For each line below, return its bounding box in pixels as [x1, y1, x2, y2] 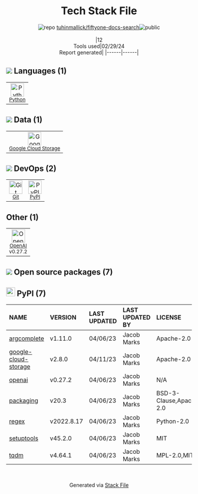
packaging [9, 396, 38, 405]
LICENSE [156, 314, 181, 322]
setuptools [9, 434, 38, 443]
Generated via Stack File [69, 482, 129, 489]
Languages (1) [14, 66, 67, 76]
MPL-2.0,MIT [156, 451, 194, 460]
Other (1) [6, 212, 39, 222]
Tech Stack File [61, 4, 137, 18]
